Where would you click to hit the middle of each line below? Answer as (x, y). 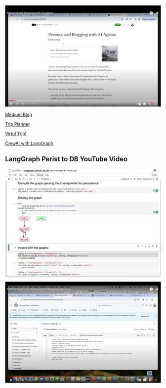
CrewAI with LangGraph (29, 144)
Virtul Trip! (16, 134)
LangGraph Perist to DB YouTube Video (66, 159)
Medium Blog (19, 115)
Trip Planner (18, 124)
